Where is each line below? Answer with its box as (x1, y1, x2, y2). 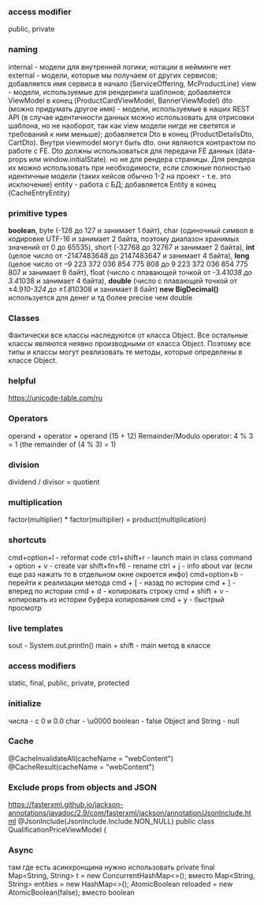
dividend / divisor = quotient (8, 477, 100, 487)
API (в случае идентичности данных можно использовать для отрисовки (8, 112, 255, 122)
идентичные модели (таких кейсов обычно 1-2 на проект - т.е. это (8, 171, 231, 180)
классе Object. (8, 356, 58, 365)
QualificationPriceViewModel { (8, 825, 107, 835)
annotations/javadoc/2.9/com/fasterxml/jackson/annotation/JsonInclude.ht (8, 809, 252, 818)
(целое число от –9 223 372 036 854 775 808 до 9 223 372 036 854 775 (8, 259, 248, 269)
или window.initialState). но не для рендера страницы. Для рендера (28, 154, 256, 164)
